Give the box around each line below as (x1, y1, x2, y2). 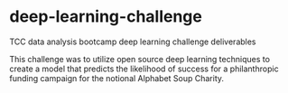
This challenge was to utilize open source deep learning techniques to (9, 53, 271, 64)
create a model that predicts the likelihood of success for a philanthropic (9, 63, 279, 74)
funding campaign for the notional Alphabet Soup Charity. (9, 72, 224, 83)
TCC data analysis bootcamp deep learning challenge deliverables (9, 36, 256, 47)
